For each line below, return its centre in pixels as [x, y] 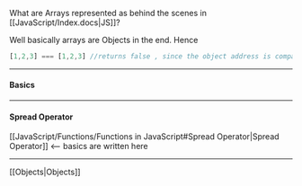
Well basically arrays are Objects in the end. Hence [104, 40]
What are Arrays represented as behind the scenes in [108, 13]
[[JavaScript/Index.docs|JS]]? [65, 22]
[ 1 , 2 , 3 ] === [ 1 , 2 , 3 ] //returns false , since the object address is [140, 57]
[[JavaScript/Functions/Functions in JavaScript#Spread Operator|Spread [145, 137]
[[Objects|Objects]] [45, 172]
